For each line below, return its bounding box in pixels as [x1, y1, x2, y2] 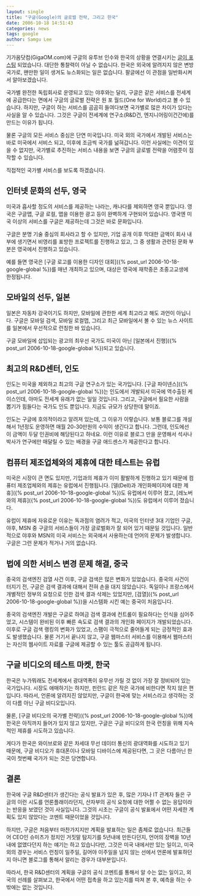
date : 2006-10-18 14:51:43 [6, 20, 73, 26]
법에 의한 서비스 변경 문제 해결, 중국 [6, 559, 128, 569]
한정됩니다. [6, 273, 32, 280]
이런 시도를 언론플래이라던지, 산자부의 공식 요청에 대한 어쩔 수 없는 [17, 798, 172, 805]
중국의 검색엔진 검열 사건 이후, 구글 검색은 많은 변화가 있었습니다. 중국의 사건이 [6, 575, 189, 583]
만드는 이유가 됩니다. [6, 119, 54, 126]
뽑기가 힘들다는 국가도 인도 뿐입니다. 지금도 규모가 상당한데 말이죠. [6, 403, 161, 410]
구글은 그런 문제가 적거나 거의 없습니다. [6, 540, 97, 547]
